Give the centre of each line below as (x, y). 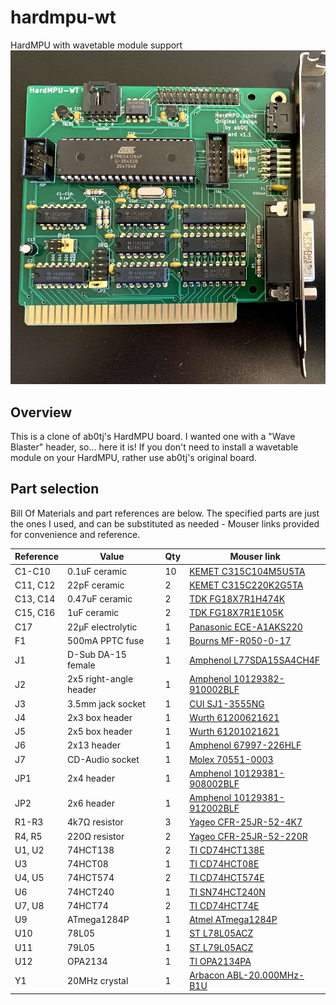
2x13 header (94, 745)
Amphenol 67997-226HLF (245, 745)
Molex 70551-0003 (231, 759)
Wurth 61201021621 (234, 732)
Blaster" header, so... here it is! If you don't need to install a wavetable (154, 447)
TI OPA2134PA (220, 961)
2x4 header (90, 778)
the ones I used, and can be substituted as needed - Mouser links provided (165, 523)
